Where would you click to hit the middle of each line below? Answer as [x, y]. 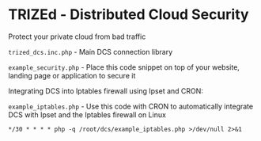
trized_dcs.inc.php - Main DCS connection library [91, 51]
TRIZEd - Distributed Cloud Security [129, 15]
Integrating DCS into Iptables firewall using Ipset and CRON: [106, 91]
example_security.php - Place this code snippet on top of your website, [124, 67]
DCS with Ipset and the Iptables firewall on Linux [87, 114]
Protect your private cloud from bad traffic [77, 36]
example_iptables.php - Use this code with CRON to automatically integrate [131, 106]
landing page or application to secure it [72, 75]
